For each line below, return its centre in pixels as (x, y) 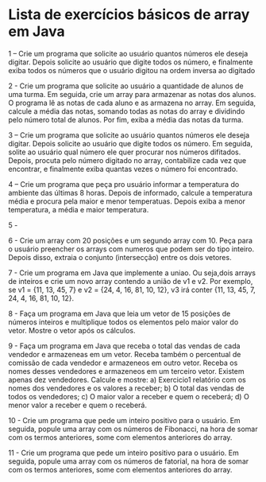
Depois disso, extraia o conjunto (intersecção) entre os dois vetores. (120, 257)
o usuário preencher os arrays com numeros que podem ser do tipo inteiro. (131, 249)
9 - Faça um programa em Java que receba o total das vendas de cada (124, 346)
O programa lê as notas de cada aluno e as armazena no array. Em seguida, (132, 103)
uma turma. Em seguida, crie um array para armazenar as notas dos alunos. (132, 94)
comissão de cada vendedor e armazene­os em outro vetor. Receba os (123, 363)
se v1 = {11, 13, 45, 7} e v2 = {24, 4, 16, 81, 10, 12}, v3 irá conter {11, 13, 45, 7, (132, 290)
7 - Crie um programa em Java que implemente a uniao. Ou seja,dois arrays (132, 273)
